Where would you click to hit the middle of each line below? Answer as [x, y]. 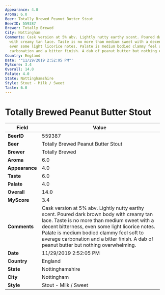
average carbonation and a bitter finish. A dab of [97, 239]
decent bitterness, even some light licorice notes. [98, 226]
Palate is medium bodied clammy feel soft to [93, 233]
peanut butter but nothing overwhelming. [89, 245]
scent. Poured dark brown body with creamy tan [97, 214]
